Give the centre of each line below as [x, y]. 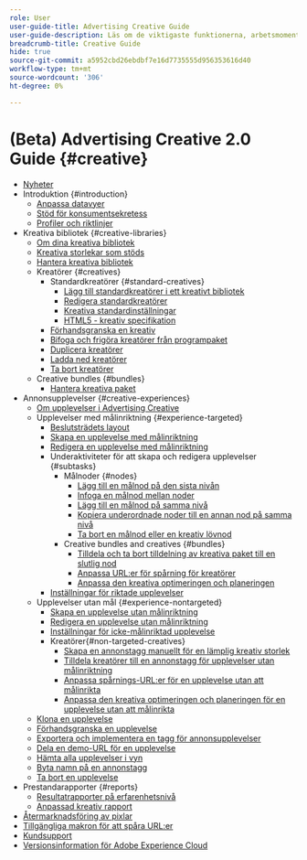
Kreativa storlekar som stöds [90, 252]
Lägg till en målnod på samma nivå [143, 505]
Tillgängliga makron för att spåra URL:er [98, 825]
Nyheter [38, 184]
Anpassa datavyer [70, 203]
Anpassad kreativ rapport [84, 806]
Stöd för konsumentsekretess [92, 213]
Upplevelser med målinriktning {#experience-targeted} [140, 417]
